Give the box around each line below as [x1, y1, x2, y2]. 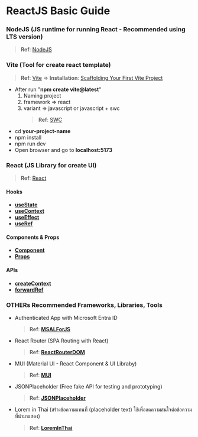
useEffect [14, 214, 40, 221]
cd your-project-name [14, 127, 71, 134]
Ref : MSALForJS [29, 325, 71, 332]
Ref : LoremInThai [29, 424, 73, 431]
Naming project [23, 92, 61, 99]
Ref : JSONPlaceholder [29, 394, 86, 402]
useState [14, 201, 38, 208]
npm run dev [14, 140, 46, 147]
